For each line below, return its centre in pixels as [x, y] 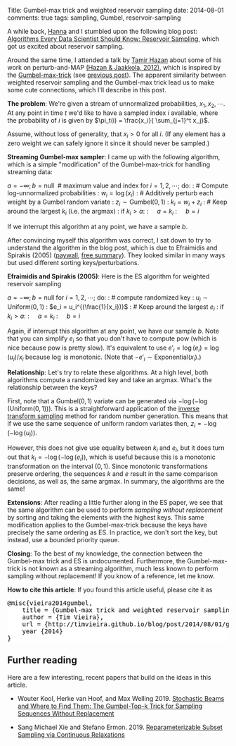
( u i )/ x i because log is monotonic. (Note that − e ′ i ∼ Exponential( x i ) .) [104, 357]
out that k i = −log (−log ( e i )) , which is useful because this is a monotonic [111, 458]
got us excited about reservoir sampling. [66, 46]
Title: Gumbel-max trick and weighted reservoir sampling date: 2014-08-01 [116, 10]
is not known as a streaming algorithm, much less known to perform [120, 568]
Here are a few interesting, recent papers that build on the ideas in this [109, 677]
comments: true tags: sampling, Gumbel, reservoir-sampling [94, 18]
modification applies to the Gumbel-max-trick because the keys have [107, 525]
